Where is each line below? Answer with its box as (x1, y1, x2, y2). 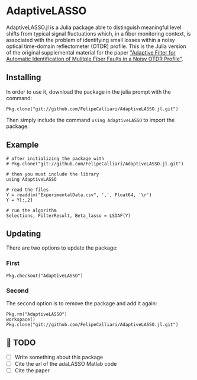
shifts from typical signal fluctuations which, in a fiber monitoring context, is (6, 30, 191, 37)
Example (6, 140, 39, 150)
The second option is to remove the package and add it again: (6, 299, 157, 306)
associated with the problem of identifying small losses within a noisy (6, 36, 176, 43)
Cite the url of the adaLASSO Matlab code (14, 360, 117, 367)
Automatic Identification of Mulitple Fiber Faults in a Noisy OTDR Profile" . (6, 55, 183, 62)
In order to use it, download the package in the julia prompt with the (6, 88, 172, 95)
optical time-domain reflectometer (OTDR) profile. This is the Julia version (6, 43, 186, 50)
